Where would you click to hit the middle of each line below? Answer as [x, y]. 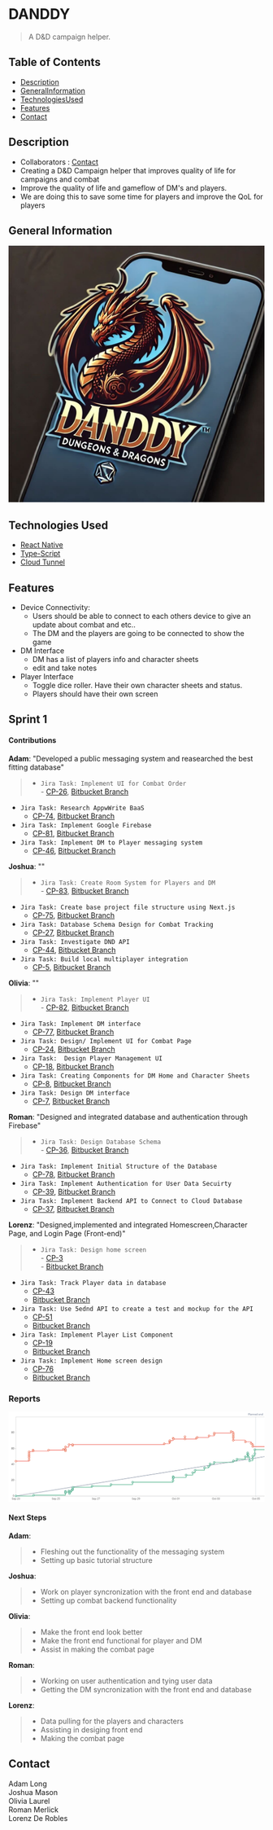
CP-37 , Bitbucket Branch [74, 1209]
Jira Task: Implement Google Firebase [86, 825]
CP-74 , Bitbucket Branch [74, 816]
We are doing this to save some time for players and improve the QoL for [142, 196]
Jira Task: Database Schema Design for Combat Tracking [117, 924]
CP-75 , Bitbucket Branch [74, 915]
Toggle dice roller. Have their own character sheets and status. [137, 685]
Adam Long [28, 1784]
